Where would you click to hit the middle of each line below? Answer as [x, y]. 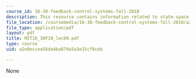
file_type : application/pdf [40, 28]
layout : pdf [20, 33]
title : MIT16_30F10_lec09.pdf [43, 38]
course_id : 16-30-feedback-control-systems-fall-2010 [73, 11]
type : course [22, 44]
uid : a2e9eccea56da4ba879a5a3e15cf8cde [55, 49]
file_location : [24, 22]
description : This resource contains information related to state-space [98, 17]
